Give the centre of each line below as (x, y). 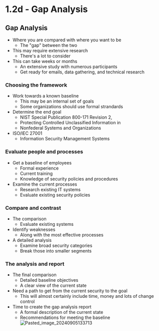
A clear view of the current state (53, 286)
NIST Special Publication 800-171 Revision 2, (66, 117)
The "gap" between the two (49, 45)
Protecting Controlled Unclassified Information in (70, 123)
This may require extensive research (50, 51)
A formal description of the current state (62, 312)
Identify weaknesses (34, 229)
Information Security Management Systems (65, 139)
